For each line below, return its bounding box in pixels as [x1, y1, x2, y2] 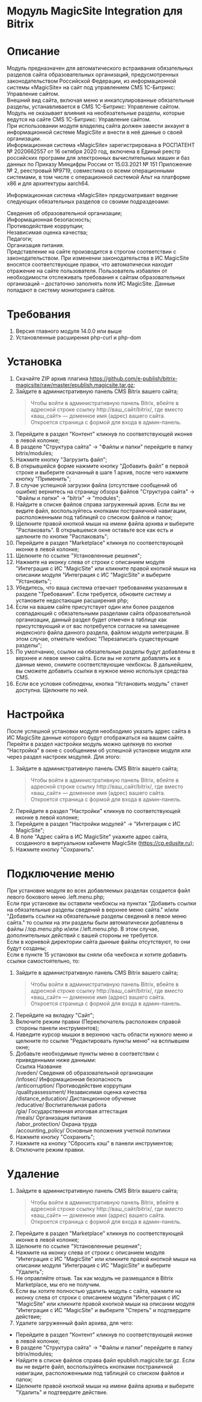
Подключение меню [7, 867, 115, 881]
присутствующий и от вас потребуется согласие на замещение [15, 623, 180, 629]
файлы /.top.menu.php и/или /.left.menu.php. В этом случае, [7, 925, 159, 932]
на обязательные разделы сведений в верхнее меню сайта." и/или [7, 906, 179, 913]
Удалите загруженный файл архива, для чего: [15, 1319, 133, 1327]
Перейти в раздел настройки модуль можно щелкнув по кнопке [7, 740, 173, 747]
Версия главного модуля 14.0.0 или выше [15, 327, 122, 335]
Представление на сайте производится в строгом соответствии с [7, 248, 177, 256]
